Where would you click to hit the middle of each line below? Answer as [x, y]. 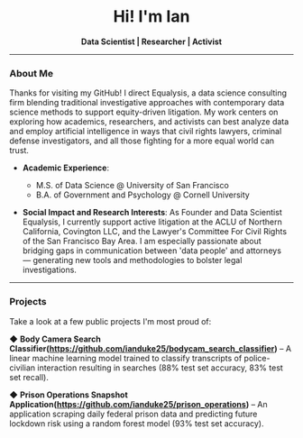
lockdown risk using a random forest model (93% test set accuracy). [137, 423]
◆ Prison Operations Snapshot [69, 395]
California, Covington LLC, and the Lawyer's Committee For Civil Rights [154, 232]
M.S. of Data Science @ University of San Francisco [133, 186]
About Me [32, 73]
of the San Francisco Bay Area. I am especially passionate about [142, 242]
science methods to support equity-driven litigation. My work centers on [144, 112]
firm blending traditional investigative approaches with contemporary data [147, 103]
